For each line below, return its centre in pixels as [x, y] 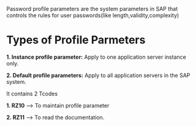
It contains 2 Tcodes [32, 94]
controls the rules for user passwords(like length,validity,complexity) [93, 15]
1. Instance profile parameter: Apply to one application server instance [96, 57]
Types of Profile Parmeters [76, 40]
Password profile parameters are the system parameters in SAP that [92, 9]
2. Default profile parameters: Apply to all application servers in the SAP [98, 75]
